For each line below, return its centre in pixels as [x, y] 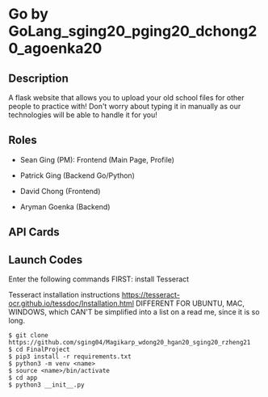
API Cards [34, 232]
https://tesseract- [151, 295]
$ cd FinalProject [39, 350]
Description [38, 78]
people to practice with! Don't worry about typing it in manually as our [125, 106]
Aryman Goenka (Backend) [65, 206]
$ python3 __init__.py [46, 385]
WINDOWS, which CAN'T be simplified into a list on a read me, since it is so [134, 312]
